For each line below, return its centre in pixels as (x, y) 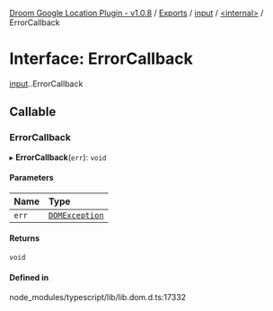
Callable (33, 112)
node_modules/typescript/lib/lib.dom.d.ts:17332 (98, 298)
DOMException (76, 215)
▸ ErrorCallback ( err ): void (58, 157)
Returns (25, 238)
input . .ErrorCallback (46, 84)
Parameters (31, 178)
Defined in (29, 277)
